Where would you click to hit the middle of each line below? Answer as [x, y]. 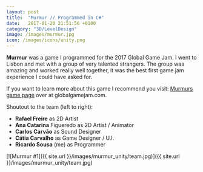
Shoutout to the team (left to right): [50, 107]
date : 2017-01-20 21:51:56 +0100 [51, 23]
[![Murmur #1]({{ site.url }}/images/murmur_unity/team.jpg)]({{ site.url [93, 156]
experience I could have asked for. [49, 77]
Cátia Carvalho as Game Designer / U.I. [65, 138]
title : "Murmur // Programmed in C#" [55, 18]
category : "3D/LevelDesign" [42, 29]
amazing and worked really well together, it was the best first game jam [95, 70]
